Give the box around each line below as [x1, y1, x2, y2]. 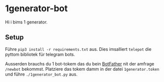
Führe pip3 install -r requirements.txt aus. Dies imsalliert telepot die [5, 46, 152, 52]
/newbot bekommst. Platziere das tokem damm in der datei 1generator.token [5, 66, 160, 72]
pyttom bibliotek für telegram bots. [5, 51, 75, 57]
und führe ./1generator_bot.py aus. [5, 71, 78, 77]
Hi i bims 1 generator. [5, 19, 48, 25]
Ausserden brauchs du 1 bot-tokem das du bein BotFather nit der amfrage [5, 61, 155, 66]
